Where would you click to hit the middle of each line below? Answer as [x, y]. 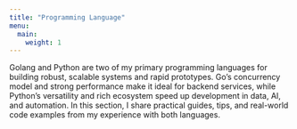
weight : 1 [44, 42]
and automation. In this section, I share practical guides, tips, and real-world [149, 105]
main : [28, 34]
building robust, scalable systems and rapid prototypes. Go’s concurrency [145, 77]
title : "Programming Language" [67, 17]
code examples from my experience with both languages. [115, 115]
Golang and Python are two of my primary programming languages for [138, 68]
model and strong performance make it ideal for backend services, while [143, 86]
